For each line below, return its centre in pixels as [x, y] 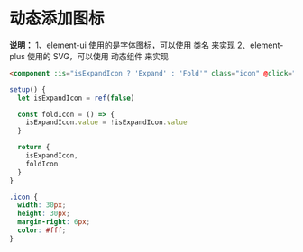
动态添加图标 [57, 18]
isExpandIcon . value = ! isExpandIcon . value [106, 122]
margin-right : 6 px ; [54, 222]
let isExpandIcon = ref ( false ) [76, 98]
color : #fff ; [42, 230]
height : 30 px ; [44, 214]
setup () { [28, 90]
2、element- [261, 45]
